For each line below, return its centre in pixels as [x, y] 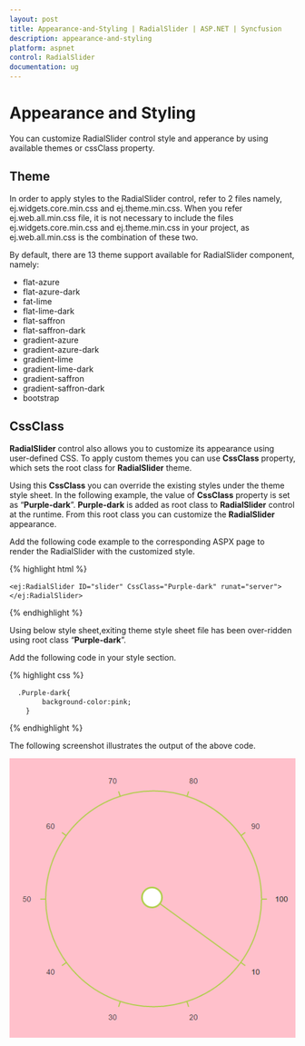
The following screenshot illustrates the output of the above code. [133, 745]
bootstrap [41, 398]
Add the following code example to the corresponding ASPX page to [137, 542]
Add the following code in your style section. [93, 657]
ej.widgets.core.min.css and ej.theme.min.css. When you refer [126, 208]
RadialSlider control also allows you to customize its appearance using [142, 448]
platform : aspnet [42, 48]
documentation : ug [44, 67]
